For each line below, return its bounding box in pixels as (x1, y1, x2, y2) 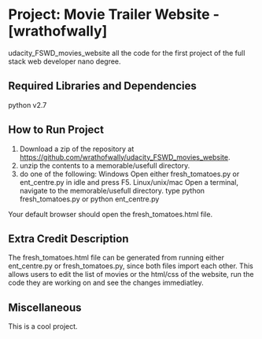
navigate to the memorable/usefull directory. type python (19, 186, 205, 195)
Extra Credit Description (8, 232, 129, 245)
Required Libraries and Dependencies (8, 79, 197, 93)
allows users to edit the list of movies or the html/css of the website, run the (8, 270, 254, 279)
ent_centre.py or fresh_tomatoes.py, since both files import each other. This (8, 261, 253, 271)
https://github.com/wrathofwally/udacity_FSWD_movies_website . (19, 152, 231, 162)
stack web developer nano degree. (8, 57, 121, 66)
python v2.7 (8, 100, 47, 109)
